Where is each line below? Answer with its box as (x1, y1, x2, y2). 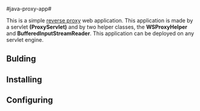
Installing (6, 74, 42, 84)
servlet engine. (6, 36, 44, 43)
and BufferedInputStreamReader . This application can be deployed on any (6, 30, 195, 37)
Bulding (6, 54, 36, 64)
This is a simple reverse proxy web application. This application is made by (6, 17, 193, 24)
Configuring (6, 95, 53, 106)
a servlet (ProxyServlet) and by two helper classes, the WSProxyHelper (6, 24, 188, 30)
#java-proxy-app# (6, 5, 52, 12)
